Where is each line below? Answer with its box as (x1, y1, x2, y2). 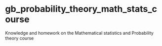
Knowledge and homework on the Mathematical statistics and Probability (5, 30, 154, 36)
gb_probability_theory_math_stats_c (5, 3, 157, 15)
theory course (5, 35, 34, 41)
